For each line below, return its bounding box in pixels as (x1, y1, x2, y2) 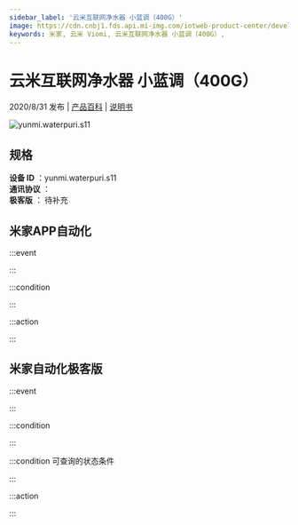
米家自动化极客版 (9, 362, 103, 377)
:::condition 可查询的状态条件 (9, 455, 115, 466)
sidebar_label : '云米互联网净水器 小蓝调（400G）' (9, 12, 184, 22)
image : (9, 21, 34, 30)
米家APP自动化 (9, 223, 91, 238)
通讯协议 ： (9, 184, 51, 195)
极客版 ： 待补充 (9, 195, 68, 205)
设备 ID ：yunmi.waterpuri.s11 (9, 172, 117, 183)
